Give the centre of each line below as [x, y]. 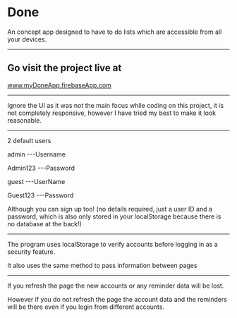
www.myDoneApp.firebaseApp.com [59, 85]
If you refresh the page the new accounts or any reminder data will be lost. [116, 286]
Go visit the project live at [65, 68]
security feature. [31, 252]
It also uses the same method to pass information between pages [102, 265]
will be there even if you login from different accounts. [86, 307]
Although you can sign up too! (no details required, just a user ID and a [110, 209]
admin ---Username [36, 154]
